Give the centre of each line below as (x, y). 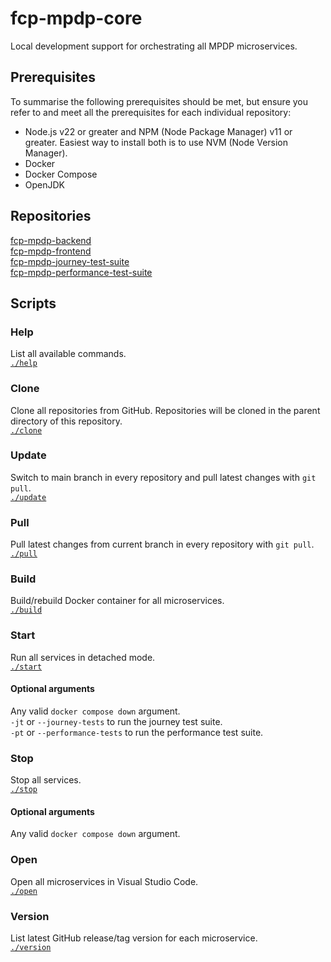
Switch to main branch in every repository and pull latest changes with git (163, 477)
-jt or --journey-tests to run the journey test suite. (116, 721)
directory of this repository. (66, 421)
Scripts (33, 303)
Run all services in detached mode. (83, 657)
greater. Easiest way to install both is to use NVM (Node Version (156, 142)
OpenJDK (45, 184)
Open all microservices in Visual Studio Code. (104, 881)
